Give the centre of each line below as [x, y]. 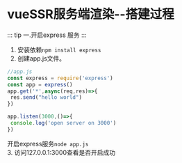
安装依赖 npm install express [59, 49]
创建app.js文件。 [41, 58]
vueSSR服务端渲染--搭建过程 [91, 14]
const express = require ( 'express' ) [60, 78]
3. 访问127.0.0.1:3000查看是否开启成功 [61, 152]
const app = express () [40, 84]
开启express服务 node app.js [48, 143]
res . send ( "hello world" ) [46, 98]
